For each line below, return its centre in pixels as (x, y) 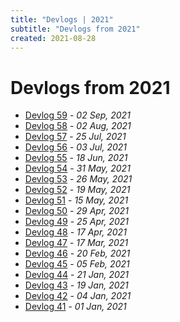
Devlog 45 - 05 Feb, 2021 (77, 264)
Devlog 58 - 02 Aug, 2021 (78, 126)
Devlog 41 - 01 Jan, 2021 (75, 307)
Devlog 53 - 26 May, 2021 (78, 179)
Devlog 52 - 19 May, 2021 (77, 190)
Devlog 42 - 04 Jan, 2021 (78, 296)
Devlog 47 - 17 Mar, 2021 (76, 243)
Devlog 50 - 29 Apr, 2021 (76, 211)
